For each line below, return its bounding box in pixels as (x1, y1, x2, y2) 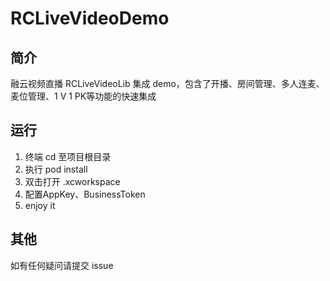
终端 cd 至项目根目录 (24, 150, 112, 162)
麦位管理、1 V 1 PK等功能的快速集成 (10, 90, 157, 102)
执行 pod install (24, 163, 88, 175)
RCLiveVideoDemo (10, 7, 170, 30)
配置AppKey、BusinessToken (24, 188, 146, 200)
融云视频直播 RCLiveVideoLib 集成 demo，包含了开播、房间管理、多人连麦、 (10, 78, 325, 89)
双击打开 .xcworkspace (24, 175, 121, 187)
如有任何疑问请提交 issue (10, 259, 114, 271)
